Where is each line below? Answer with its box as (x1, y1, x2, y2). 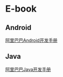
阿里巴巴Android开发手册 (5, 37, 57, 43)
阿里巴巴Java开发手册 (5, 66, 51, 72)
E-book (5, 3, 37, 15)
